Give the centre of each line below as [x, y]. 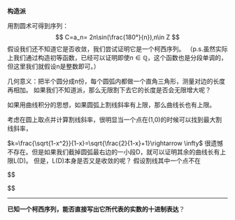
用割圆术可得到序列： [38, 26]
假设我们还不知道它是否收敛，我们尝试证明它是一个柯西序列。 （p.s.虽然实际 [117, 49]
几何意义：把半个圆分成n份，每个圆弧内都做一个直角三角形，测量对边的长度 [116, 81]
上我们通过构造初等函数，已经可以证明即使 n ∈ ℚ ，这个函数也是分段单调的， [117, 58]
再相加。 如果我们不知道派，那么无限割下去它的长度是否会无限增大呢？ [109, 90]
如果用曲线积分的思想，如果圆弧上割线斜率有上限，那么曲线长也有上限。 [111, 105]
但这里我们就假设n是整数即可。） [54, 66]
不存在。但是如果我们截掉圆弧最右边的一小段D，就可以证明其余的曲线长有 [114, 152]
